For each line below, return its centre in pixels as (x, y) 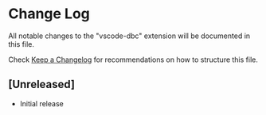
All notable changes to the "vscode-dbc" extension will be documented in (129, 36)
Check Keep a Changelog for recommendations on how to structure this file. (133, 59)
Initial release (41, 103)
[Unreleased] (42, 84)
